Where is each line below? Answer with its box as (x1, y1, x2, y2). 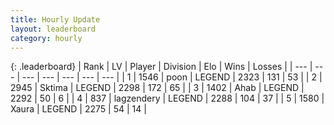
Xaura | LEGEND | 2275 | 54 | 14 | (10, 103, 147, 115)
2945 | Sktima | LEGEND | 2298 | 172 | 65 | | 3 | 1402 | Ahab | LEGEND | (10, 82, 305, 94)
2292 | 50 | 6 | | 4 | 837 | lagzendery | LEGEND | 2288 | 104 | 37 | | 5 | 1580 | (10, 92, 325, 105)
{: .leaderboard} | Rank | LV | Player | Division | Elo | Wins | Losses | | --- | (10, 61, 313, 73)
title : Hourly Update (10, 14, 101, 25)
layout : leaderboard (10, 24, 97, 34)
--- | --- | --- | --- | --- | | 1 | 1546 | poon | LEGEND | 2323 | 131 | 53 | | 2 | (21, 71, 323, 83)
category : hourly (10, 33, 83, 43)
